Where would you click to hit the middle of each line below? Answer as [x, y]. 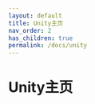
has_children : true [41, 38]
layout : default [35, 16]
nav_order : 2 [30, 30]
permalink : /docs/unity [48, 46]
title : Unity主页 [36, 23]
